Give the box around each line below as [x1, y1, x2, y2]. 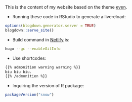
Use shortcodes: [12, 55, 46, 61]
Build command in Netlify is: [12, 36, 70, 42]
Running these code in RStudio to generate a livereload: [12, 14, 126, 19]
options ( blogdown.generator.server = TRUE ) [5, 23, 96, 28]
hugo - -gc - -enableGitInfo [5, 46, 61, 51]
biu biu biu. [5, 69, 32, 74]
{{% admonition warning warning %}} [5, 65, 81, 69]
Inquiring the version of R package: [12, 83, 84, 89]
